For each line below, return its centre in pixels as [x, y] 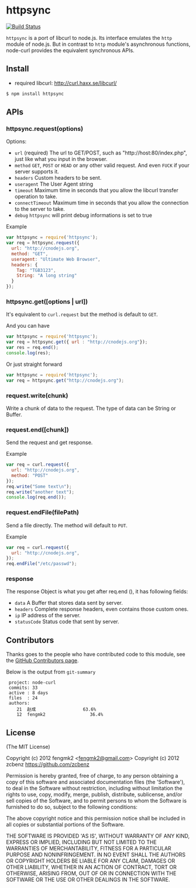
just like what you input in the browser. [61, 159]
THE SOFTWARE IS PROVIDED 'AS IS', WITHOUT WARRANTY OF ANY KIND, [98, 836]
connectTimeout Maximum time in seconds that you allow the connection [102, 203]
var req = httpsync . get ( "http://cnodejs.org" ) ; [65, 380]
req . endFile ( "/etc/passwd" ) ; [42, 564]
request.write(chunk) [37, 395]
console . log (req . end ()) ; [36, 497]
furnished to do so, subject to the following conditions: [72, 807]
